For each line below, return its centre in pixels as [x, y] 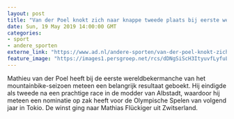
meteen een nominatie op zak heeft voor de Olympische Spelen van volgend [117, 100]
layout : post [26, 13]
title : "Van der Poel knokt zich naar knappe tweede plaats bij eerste [113, 20]
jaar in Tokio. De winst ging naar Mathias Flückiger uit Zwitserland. [103, 107]
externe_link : [28, 53]
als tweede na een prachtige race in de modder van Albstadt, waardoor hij [114, 93]
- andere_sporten [32, 46]
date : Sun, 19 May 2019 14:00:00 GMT [62, 26]
